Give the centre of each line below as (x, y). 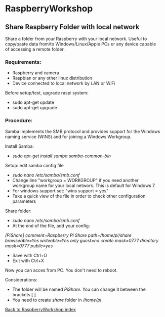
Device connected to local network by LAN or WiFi (63, 83)
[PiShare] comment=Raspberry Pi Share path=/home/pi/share (68, 235)
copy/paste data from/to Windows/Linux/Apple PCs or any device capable (81, 44)
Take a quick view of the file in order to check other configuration (79, 196)
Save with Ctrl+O (30, 255)
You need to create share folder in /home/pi (57, 300)
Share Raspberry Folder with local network (72, 27)
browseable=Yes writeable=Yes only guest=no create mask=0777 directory (82, 240)
